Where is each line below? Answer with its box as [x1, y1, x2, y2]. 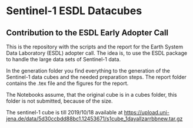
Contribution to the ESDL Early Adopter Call [6, 28, 169, 38]
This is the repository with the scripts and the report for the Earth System [6, 43, 184, 50]
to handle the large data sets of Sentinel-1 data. [6, 56, 121, 63]
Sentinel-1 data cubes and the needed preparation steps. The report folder [6, 74, 187, 80]
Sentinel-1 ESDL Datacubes [6, 4, 142, 18]
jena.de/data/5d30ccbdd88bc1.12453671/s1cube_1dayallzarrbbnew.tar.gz [6, 115, 183, 122]
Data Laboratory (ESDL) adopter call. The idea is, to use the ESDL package [6, 50, 187, 57]
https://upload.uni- [124, 109, 169, 116]
